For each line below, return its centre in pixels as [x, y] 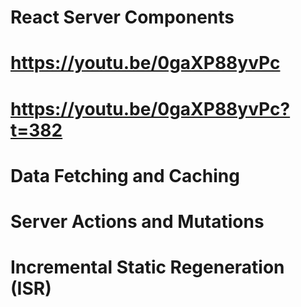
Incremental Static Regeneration [147, 267]
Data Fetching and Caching [125, 175]
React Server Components [122, 17]
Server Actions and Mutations [137, 221]
